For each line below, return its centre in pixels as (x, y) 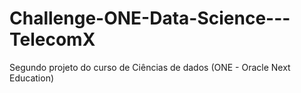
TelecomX (52, 39)
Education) (32, 78)
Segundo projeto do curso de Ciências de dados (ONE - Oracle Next (150, 67)
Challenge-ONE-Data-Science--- (150, 18)
